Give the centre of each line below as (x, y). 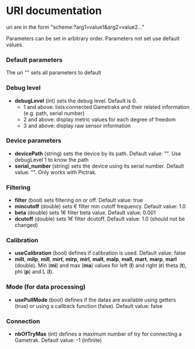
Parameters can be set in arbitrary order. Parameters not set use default (93, 38)
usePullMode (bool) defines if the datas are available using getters (95, 300)
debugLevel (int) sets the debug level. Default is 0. (76, 100)
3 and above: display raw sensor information (77, 126)
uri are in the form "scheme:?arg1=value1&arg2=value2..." (75, 27)
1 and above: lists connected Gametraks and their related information (106, 107)
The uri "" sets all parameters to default (54, 73)
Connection (23, 321)
